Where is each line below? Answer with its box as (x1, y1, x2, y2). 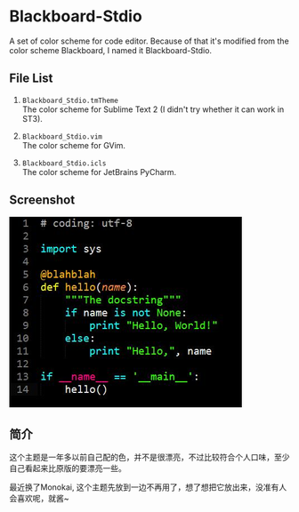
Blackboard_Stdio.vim (21, 132, 102, 141)
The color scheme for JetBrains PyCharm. (21, 166, 177, 177)
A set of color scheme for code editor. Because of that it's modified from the (9, 36, 289, 46)
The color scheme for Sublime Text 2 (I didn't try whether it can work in (21, 104, 285, 115)
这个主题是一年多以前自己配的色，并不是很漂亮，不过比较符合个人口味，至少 (9, 452, 290, 463)
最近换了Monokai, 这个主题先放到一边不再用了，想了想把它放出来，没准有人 (9, 482, 287, 492)
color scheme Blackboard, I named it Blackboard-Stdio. (9, 44, 212, 55)
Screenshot (9, 193, 76, 208)
